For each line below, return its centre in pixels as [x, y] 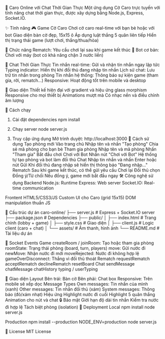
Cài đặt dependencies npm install [46, 119]
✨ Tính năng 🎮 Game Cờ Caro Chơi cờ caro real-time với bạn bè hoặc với [80, 28]
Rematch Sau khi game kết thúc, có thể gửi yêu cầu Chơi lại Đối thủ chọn [86, 170]
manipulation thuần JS [28, 203]
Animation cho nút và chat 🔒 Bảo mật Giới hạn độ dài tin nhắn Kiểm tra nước [82, 300]
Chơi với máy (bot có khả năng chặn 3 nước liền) [54, 55]
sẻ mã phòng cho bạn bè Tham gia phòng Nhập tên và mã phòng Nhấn [84, 149]
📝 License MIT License [28, 331]
